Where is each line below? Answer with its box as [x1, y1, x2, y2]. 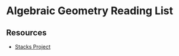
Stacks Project [14, 43, 51, 50]
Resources [6, 28, 47, 38]
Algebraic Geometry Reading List [6, 4, 174, 18]
